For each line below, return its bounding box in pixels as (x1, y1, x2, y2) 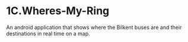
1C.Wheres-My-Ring (6, 4, 110, 18)
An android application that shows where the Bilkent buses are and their (6, 24, 182, 31)
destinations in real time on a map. (6, 30, 90, 37)
